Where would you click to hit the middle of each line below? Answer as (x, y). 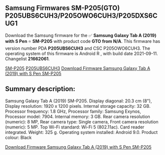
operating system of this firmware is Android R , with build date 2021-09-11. (82, 53)
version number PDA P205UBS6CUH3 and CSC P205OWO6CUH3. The (78, 48)
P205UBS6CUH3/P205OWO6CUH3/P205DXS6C (81, 16)
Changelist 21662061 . (28, 59)
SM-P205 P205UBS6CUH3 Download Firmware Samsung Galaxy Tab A (78, 68)
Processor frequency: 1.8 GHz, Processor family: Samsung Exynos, (73, 111)
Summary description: (40, 89)
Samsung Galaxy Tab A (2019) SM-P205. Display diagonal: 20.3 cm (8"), (79, 101)
